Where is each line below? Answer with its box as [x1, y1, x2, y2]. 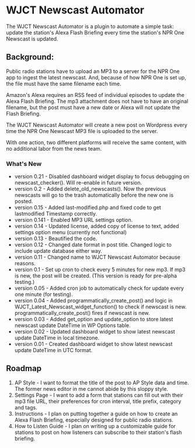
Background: [6, 52, 54, 62]
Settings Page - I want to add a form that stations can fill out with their [14, 391, 183, 398]
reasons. [14, 260, 36, 267]
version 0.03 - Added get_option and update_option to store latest [14, 316, 173, 323]
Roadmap [6, 363, 42, 374]
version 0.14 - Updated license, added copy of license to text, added [14, 223, 179, 230]
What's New [6, 159, 42, 168]
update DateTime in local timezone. [14, 334, 100, 342]
